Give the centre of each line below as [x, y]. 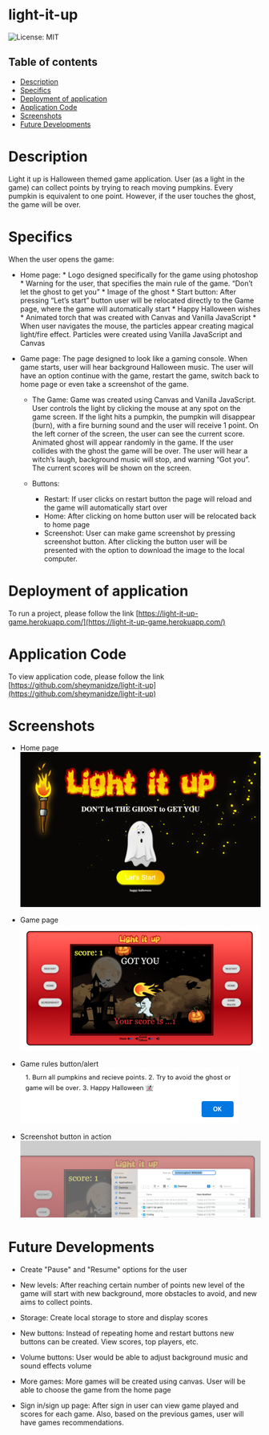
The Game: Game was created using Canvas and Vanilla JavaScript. [144, 400]
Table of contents [53, 62]
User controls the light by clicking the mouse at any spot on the [137, 408]
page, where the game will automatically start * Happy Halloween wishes [140, 309]
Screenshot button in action [66, 1136]
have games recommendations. [72, 1423]
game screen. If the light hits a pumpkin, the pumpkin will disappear [143, 417]
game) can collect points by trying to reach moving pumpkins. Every [121, 187]
